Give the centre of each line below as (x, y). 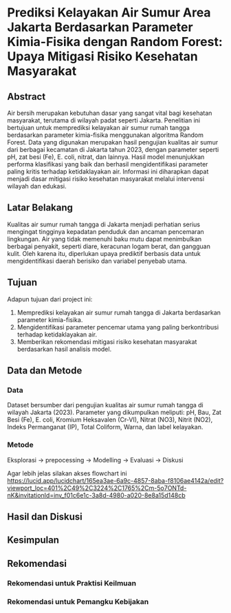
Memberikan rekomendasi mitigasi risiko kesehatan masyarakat (107, 341)
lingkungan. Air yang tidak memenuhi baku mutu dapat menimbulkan (104, 239)
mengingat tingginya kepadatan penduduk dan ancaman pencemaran (106, 231)
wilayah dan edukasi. (37, 186)
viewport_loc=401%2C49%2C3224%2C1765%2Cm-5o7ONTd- (97, 488)
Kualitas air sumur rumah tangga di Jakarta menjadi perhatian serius (104, 224)
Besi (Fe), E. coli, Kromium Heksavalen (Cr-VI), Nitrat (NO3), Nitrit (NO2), (110, 420)
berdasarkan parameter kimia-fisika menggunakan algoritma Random (106, 135)
